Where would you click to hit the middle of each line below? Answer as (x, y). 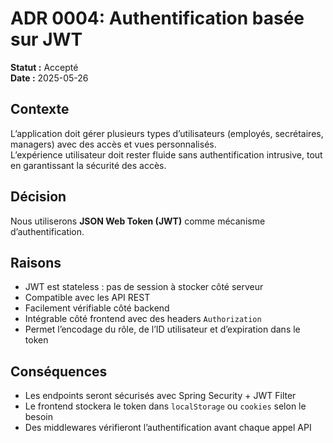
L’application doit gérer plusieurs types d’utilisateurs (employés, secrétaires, (167, 133)
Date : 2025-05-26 (49, 78)
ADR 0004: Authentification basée (157, 18)
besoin (38, 417)
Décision (38, 197)
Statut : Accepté (44, 67)
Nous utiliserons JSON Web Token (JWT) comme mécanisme (138, 221)
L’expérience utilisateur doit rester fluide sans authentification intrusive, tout (166, 154)
